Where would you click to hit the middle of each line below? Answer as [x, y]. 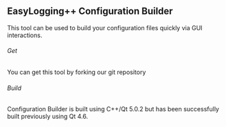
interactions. [25, 35]
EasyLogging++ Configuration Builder [90, 11]
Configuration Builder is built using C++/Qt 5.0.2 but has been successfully [113, 109]
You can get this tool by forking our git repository [77, 72]
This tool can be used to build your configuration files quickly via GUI [105, 27]
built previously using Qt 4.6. [48, 117]
